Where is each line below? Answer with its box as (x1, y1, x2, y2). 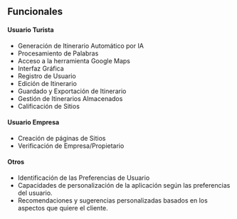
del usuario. (17, 188, 53, 197)
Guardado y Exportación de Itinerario (17, 87, 127, 95)
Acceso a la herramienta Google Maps (17, 56, 130, 65)
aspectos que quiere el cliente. (17, 204, 108, 212)
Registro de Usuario (17, 71, 76, 80)
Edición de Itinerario (17, 79, 77, 87)
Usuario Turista (7, 25, 55, 34)
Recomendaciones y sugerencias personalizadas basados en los (17, 196, 208, 205)
